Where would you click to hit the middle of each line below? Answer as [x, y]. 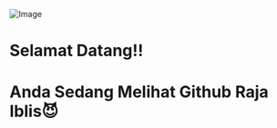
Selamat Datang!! [77, 51]
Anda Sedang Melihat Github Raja [139, 92]
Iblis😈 [34, 111]
